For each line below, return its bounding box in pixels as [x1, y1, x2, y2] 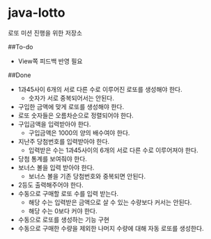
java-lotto [8, 5, 65, 21]
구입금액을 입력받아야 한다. [17, 119, 91, 128]
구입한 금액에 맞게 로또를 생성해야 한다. [17, 102, 125, 110]
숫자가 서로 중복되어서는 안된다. [28, 94, 114, 102]
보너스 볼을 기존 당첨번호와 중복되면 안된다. [28, 172, 146, 180]
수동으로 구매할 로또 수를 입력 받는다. [17, 189, 119, 197]
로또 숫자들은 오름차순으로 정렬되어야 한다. [17, 111, 134, 119]
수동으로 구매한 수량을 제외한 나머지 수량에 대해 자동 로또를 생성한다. [17, 224, 204, 232]
